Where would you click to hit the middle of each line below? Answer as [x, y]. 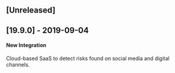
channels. [18, 64]
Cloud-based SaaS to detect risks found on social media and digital [88, 58]
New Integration [26, 45]
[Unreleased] [31, 10]
